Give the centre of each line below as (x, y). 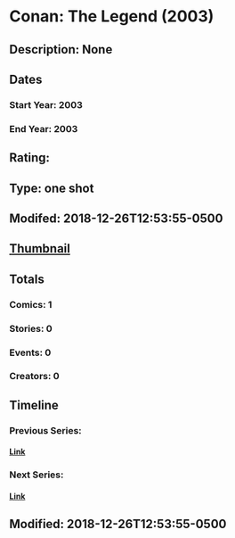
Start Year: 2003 (46, 104)
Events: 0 (30, 352)
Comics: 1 (31, 304)
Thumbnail (40, 248)
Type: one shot (52, 188)
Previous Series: (45, 430)
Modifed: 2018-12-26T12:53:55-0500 (116, 218)
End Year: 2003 (44, 128)
